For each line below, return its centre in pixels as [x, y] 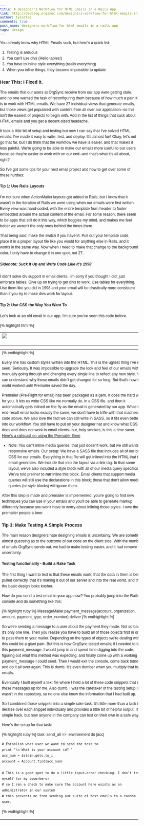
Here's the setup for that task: [27, 725]
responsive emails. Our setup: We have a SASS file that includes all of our [71, 451]
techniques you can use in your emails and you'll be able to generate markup [67, 501]
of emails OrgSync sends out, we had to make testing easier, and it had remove [69, 547]
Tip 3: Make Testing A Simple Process [42, 525]
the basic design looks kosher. [28, 586]
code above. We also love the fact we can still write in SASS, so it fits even [65, 418]
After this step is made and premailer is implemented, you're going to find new [68, 496]
